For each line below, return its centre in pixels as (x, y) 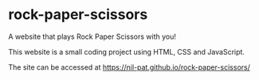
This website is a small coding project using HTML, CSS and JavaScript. (127, 51)
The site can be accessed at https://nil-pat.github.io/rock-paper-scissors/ (129, 67)
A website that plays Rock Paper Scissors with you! (92, 36)
